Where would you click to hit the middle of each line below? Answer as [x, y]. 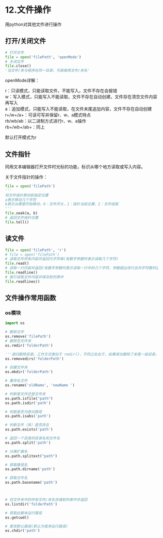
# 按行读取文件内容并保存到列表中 [34, 277]
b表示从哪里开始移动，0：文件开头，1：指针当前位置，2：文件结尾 [62, 204]
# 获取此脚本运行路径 [24, 513]
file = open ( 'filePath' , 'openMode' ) [43, 57]
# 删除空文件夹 [18, 341]
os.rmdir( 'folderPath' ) [29, 345]
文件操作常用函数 [31, 298]
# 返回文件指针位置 [22, 218]
